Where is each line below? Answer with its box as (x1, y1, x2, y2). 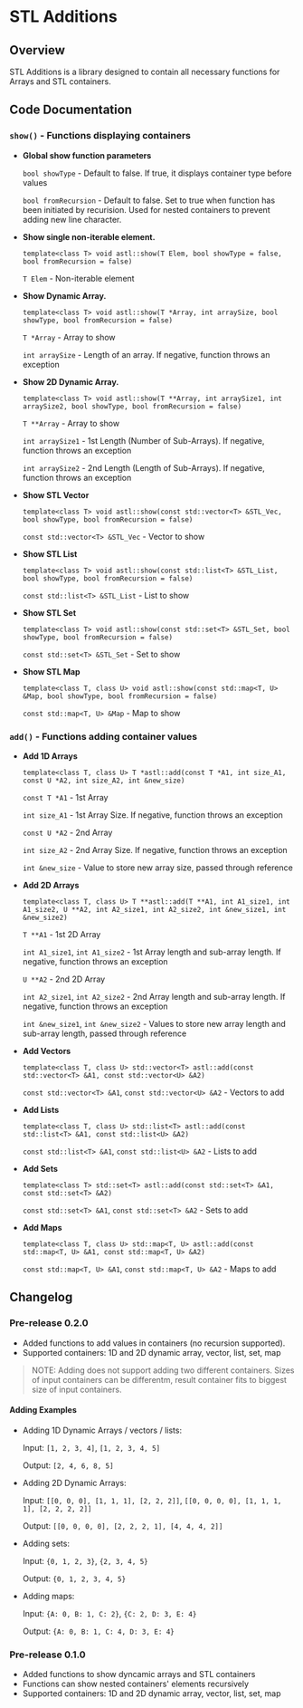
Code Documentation (9, 102, 133, 118)
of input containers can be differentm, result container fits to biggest (31, 1374, 288, 1385)
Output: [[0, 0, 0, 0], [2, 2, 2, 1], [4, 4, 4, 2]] (22, 1520, 223, 1531)
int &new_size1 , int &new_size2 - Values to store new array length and (22, 1018, 287, 1029)
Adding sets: (22, 1538, 71, 1549)
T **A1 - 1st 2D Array (22, 928, 101, 939)
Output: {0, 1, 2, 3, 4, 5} (22, 1573, 127, 1584)
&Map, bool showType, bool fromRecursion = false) (22, 691, 218, 701)
